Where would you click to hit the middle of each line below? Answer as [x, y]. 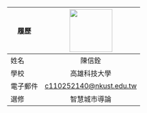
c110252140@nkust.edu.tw [91, 86]
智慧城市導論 [91, 99]
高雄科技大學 [91, 73]
